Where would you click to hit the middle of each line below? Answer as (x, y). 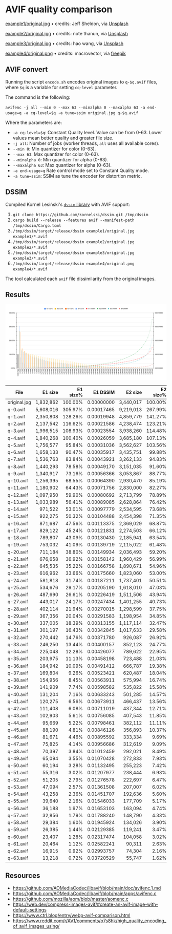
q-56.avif (18, 808)
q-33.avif (18, 644)
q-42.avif (18, 709)
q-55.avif (18, 801)
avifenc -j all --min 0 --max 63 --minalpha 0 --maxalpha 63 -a (75, 108)
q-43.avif (18, 716)
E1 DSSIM (104, 392)
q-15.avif (18, 516)
